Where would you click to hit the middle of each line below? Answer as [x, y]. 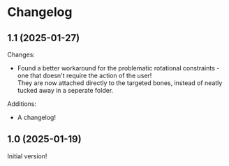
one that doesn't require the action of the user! [84, 75]
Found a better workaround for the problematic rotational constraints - [118, 68]
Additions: [22, 104]
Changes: [21, 54]
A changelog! [36, 117]
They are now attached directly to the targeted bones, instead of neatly [120, 83]
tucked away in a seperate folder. [65, 90]
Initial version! [27, 156]
